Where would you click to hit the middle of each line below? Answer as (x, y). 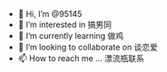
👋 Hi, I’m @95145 (50, 14)
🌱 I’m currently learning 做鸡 (71, 36)
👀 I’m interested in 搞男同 (64, 24)
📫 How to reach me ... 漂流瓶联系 (81, 58)
